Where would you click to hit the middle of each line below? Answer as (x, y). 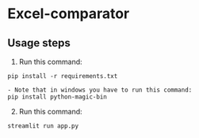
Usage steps (39, 43)
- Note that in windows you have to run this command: (100, 90)
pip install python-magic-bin (57, 97)
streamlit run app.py (43, 126)
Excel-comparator (69, 14)
